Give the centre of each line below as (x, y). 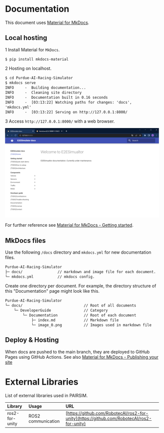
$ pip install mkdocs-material (37, 59)
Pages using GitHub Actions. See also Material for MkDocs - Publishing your (82, 357)
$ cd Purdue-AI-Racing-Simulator (39, 78)
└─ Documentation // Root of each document (80, 315)
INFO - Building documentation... (46, 87)
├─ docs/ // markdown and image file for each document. (81, 272)
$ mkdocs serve (20, 83)
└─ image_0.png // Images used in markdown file (91, 325)
